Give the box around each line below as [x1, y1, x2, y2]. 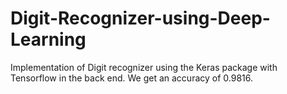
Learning [10, 28, 87, 51]
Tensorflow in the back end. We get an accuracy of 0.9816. [10, 72, 254, 84]
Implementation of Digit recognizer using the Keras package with [10, 61, 278, 73]
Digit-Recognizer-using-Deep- [10, 7, 271, 30]
